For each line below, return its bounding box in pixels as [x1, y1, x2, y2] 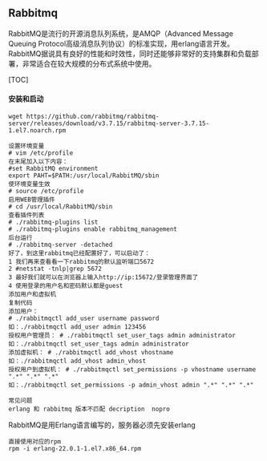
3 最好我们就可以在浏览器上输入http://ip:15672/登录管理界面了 [8, 273, 199, 281]
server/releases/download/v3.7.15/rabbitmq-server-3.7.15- [8, 119, 210, 127]
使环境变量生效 [8, 180, 51, 188]
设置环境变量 [8, 142, 45, 151]
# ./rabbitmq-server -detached [8, 241, 113, 249]
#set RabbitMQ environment [8, 164, 99, 173]
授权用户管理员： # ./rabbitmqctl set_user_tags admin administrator [8, 332, 237, 340]
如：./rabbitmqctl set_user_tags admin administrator [8, 340, 190, 348]
